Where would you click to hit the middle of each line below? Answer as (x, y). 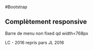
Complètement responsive (46, 22)
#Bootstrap (16, 7)
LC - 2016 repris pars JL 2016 (35, 42)
